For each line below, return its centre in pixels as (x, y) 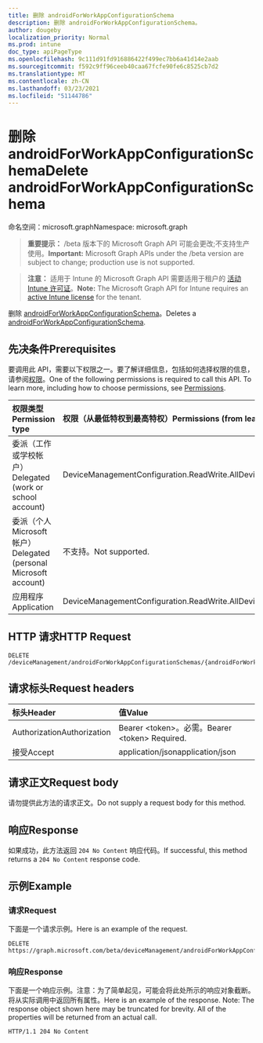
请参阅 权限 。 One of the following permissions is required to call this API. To (130, 379)
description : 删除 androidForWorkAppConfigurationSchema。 (104, 23)
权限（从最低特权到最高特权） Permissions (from (153, 419)
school (25, 497)
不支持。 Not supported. (106, 552)
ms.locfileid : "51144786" (50, 96)
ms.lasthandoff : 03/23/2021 (54, 88)
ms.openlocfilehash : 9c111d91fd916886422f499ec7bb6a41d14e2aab (113, 60)
